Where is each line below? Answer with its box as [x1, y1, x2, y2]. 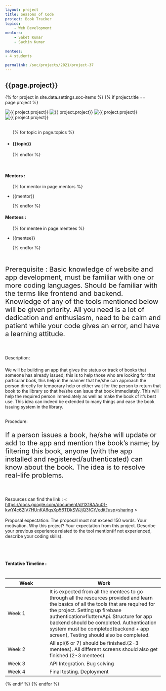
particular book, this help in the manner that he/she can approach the [5, 377, 147, 383]
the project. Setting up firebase [49, 607, 122, 614]
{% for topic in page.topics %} [12, 129, 75, 135]
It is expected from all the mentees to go [49, 588, 143, 595]
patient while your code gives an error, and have [5, 321, 160, 330]
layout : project [5, 7, 39, 12]
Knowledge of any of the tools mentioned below [5, 297, 159, 306]
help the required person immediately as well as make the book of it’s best [5, 393, 157, 399]
